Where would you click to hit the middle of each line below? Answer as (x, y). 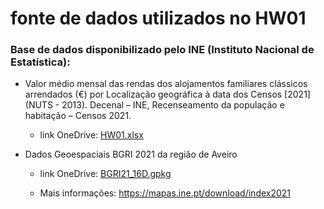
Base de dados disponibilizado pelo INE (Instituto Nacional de (162, 50)
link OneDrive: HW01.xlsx (91, 135)
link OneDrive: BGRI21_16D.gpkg (105, 174)
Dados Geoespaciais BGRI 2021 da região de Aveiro (131, 154)
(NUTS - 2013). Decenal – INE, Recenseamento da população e (154, 105)
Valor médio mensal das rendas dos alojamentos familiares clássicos (166, 84)
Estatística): (40, 62)
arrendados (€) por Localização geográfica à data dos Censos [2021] (167, 94)
